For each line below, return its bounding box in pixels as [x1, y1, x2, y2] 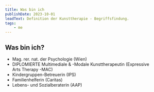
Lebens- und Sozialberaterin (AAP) [12, 82, 83, 88]
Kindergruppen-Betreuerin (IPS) [12, 72, 76, 77]
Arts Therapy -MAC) [12, 66, 53, 72]
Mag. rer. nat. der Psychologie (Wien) [12, 56, 87, 62]
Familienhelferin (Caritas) [12, 76, 63, 83]
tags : [5, 20, 16, 26]
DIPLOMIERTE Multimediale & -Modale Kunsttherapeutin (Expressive [12, 61, 150, 67]
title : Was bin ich [5, 7, 45, 12]
